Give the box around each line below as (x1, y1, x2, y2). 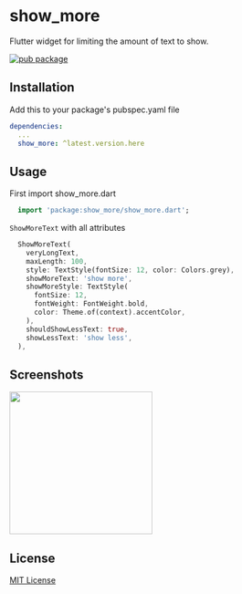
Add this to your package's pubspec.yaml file (9, 104, 180, 115)
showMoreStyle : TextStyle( (26, 282, 129, 292)
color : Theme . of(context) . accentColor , (33, 307, 185, 318)
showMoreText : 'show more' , (26, 274, 132, 283)
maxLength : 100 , (26, 256, 89, 266)
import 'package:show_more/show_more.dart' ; (17, 206, 190, 215)
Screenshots (9, 367, 84, 382)
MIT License (9, 575, 57, 586)
